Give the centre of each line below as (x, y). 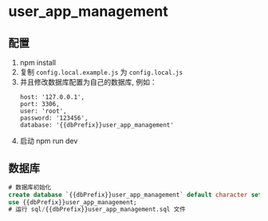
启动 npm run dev (49, 141)
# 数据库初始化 (30, 187)
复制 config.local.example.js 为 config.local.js (101, 72)
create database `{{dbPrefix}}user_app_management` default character (128, 195)
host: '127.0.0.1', (52, 97)
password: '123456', (54, 118)
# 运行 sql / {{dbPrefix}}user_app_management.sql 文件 (97, 210)
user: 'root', (43, 111)
